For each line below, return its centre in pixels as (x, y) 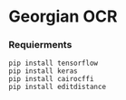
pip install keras (43, 71)
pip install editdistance (57, 87)
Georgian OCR (63, 17)
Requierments (40, 45)
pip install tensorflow (53, 64)
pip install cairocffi (51, 79)
